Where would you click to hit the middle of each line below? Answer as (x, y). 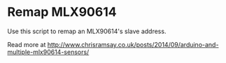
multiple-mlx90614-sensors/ (48, 52)
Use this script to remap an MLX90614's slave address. (87, 31)
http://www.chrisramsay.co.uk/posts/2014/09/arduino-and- (133, 44)
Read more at (27, 44)
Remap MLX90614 (62, 12)
